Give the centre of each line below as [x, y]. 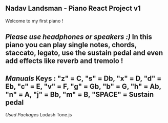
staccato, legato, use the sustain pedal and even [84, 53]
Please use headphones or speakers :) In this [79, 37]
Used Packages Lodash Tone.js [39, 115]
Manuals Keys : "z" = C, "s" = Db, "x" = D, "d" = [83, 78]
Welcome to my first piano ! [34, 20]
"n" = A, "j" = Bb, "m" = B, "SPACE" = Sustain [80, 94]
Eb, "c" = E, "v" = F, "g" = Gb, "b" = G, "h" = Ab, [83, 86]
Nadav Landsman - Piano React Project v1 [73, 8]
